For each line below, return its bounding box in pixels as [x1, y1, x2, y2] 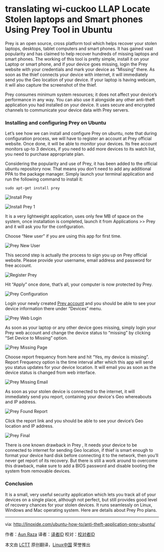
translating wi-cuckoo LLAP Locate [5, 3, 150, 15]
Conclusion [5, 481, 33, 487]
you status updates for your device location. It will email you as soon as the [5, 365, 156, 370]
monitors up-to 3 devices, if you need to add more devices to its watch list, [5, 146, 156, 152]
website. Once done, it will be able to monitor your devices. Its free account [5, 141, 157, 147]
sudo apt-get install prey [5, 186, 60, 191]
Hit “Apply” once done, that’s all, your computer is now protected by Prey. [5, 281, 153, 287]
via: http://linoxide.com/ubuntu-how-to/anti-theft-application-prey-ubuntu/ [5, 521, 156, 527]
